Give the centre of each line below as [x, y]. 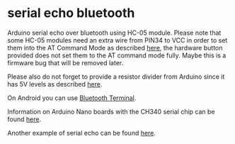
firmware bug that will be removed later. [65, 62]
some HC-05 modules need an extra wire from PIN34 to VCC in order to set [117, 40]
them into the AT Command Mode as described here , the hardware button [115, 48]
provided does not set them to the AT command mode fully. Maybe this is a [117, 55]
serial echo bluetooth [71, 13]
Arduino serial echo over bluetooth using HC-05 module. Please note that [114, 33]
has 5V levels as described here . [55, 84]
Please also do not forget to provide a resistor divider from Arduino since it [116, 77]
